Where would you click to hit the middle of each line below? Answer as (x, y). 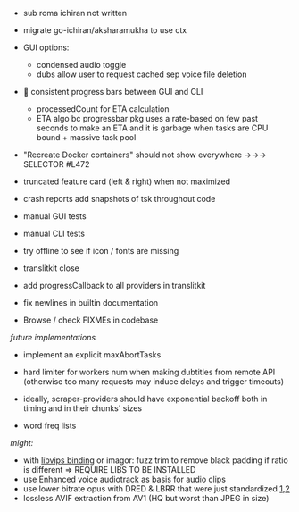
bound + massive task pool (86, 137)
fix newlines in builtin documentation (91, 302)
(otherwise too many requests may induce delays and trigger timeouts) (154, 382)
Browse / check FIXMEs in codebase (91, 320)
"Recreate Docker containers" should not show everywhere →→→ (145, 155)
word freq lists (50, 425)
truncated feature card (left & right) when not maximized (127, 181)
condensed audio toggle (81, 65)
